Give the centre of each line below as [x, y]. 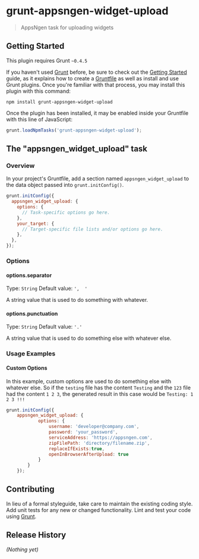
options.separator [29, 275]
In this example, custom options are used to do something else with [89, 381]
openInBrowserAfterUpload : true [89, 454]
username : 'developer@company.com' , [94, 427]
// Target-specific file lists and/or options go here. [92, 229]
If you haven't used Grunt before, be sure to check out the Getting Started [97, 72]
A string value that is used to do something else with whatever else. [89, 338]
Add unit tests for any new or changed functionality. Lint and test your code [99, 510]
